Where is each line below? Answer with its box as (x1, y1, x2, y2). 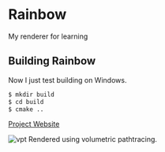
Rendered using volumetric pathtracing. (28, 135, 158, 144)
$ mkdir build (8, 91, 55, 98)
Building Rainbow (8, 54, 96, 68)
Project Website (8, 120, 60, 129)
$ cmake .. (8, 105, 44, 113)
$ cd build (8, 98, 44, 106)
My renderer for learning (8, 32, 88, 41)
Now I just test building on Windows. (8, 75, 127, 84)
